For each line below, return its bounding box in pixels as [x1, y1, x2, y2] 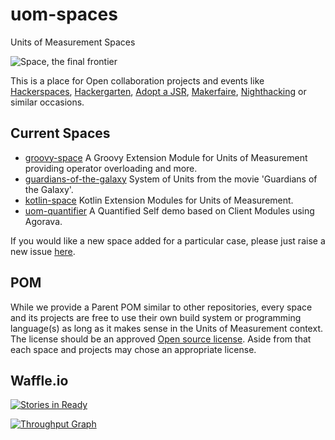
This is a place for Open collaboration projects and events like [10, 74, 265, 87]
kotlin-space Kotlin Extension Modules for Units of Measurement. [24, 194, 294, 206]
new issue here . [10, 245, 76, 257]
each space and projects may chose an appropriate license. [10, 343, 257, 355]
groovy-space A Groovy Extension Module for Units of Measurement [24, 151, 308, 163]
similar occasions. [10, 96, 85, 108]
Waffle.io [10, 372, 69, 389]
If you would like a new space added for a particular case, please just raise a [10, 234, 326, 247]
